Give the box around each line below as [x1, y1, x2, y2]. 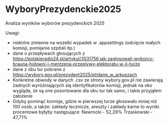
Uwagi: [5, 30, 20, 36]
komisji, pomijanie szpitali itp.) [12, 45, 75, 51]
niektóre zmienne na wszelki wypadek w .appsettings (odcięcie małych [12, 39, 160, 46]
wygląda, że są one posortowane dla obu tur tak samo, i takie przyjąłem [12, 87, 162, 93]
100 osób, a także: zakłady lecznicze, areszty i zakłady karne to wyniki [12, 103, 160, 109]
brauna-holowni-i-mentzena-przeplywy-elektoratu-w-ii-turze [12, 61, 140, 67]
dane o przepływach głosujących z [12, 50, 85, 56]
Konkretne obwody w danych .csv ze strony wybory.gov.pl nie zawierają [12, 77, 163, 83]
